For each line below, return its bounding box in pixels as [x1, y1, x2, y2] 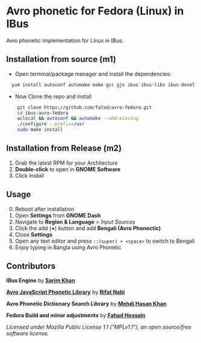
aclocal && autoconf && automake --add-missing [17, 115, 138, 121]
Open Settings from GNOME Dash [14, 211, 101, 219]
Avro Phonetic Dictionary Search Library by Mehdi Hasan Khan [6, 300, 167, 308]
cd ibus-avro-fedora [17, 110, 69, 116]
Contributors [6, 261, 56, 272]
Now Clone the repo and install [14, 93, 92, 100]
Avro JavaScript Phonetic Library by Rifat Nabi [6, 288, 125, 296]
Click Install [14, 172, 44, 179]
